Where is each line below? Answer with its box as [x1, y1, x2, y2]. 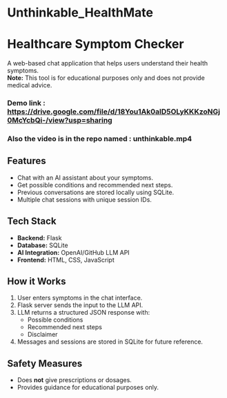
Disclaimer [27, 331, 58, 339]
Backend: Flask [17, 233, 62, 242]
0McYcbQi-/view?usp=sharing [7, 116, 112, 125]
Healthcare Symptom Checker [7, 36, 184, 52]
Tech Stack [7, 216, 57, 227]
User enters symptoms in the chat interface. [17, 294, 143, 302]
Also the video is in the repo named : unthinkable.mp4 [7, 134, 193, 143]
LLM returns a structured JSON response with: [17, 308, 150, 317]
